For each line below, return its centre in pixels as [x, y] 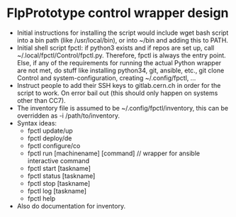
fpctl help [41, 198]
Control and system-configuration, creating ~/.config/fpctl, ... [106, 78]
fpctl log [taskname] [57, 191]
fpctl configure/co [54, 145]
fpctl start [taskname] [59, 168]
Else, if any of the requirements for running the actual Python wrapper [119, 62]
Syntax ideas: [37, 123]
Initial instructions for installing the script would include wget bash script [123, 33]
